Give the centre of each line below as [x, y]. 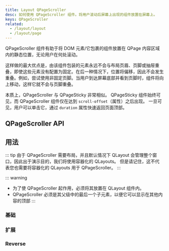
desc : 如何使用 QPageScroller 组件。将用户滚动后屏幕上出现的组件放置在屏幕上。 [81, 15]
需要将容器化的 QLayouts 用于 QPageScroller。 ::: [70, 168]
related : [14, 24]
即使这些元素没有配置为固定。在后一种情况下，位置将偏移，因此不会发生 [89, 72]
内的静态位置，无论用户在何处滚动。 [43, 54]
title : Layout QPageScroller [36, 10]
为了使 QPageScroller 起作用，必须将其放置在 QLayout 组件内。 [78, 188]
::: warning [16, 178]
